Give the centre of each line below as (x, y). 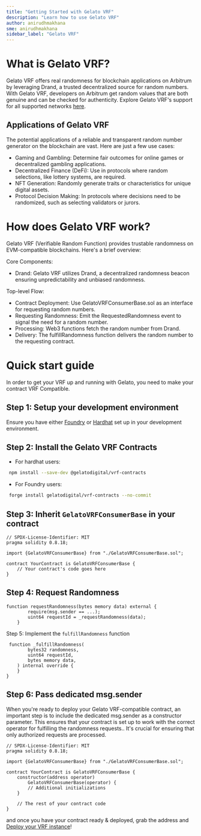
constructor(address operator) (56, 777)
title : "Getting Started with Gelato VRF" (60, 12)
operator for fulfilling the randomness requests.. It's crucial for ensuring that (100, 728)
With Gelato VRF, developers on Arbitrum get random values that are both (97, 93)
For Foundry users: (38, 485)
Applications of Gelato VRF (58, 125)
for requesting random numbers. (55, 309)
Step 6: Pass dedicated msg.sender (74, 695)
